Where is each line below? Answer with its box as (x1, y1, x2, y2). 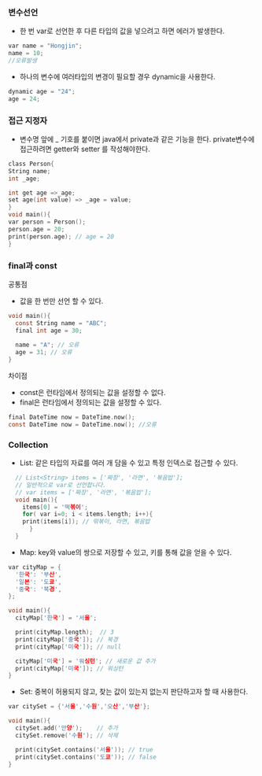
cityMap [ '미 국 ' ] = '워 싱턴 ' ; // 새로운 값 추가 (15, 657, 156, 665)
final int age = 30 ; (15, 327, 83, 334)
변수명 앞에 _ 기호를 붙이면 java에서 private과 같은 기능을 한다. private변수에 (19, 134, 255, 143)
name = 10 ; (8, 50, 44, 57)
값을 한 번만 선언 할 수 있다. (19, 296, 104, 305)
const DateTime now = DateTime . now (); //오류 (8, 420, 157, 428)
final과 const (8, 260, 57, 271)
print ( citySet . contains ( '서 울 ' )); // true (15, 745, 153, 753)
